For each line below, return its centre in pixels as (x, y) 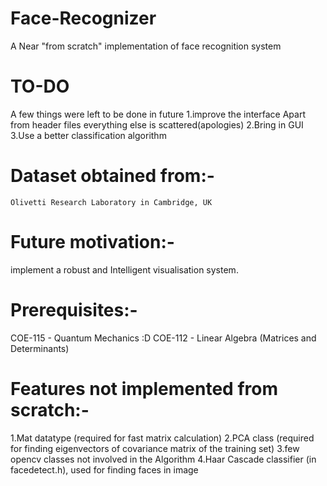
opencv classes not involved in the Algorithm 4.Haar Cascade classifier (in (163, 459)
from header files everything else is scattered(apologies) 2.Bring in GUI (157, 124)
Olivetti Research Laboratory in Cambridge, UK (111, 202)
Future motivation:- (92, 242)
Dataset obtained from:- (112, 176)
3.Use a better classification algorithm (88, 135)
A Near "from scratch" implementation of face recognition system (146, 46)
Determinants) (40, 348)
